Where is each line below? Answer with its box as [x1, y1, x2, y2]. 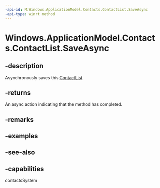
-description [5, 62, 44, 70]
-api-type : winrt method [5, 12, 55, 16]
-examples [5, 132, 38, 140]
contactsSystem [5, 177, 38, 184]
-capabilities [5, 165, 44, 173]
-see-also [5, 148, 35, 157]
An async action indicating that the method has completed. [5, 101, 122, 107]
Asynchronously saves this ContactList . [5, 74, 84, 80]
